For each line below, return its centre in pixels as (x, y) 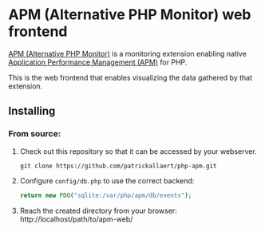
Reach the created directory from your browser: (98, 210)
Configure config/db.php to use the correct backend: (107, 180)
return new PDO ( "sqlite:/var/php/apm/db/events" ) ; (106, 195)
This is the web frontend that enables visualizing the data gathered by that (131, 77)
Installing (32, 111)
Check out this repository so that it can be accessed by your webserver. (138, 151)
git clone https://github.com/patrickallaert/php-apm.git (118, 166)
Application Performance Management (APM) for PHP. (98, 62)
